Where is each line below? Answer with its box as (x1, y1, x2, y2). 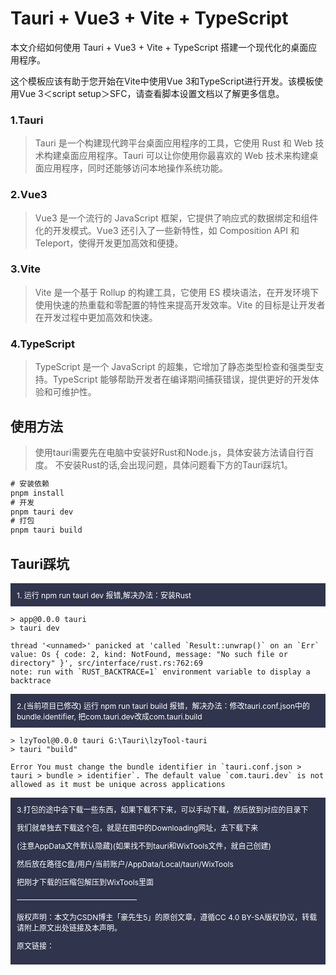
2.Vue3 (10, 188, 48, 202)
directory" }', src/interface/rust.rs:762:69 (10, 658, 203, 668)
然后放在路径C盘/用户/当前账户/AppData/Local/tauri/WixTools (16, 859, 234, 869)
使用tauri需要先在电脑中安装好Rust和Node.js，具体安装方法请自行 (34, 446, 306, 458)
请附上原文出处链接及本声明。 (16, 923, 123, 933)
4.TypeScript (10, 337, 76, 351)
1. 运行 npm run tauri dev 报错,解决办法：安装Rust (16, 590, 192, 601)
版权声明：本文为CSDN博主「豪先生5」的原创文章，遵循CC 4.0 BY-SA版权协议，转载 (16, 912, 318, 922)
